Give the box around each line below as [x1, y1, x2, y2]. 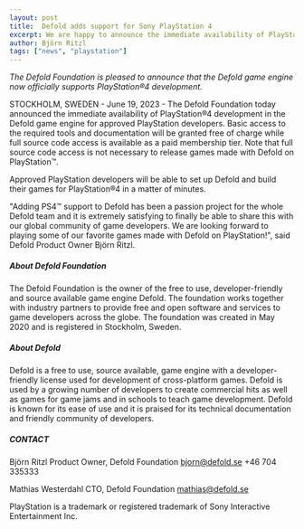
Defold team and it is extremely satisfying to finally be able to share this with [9, 211, 294, 222]
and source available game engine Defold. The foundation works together [9, 293, 284, 304]
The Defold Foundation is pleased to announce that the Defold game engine [9, 71, 294, 82]
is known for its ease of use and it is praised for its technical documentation [9, 403, 291, 414]
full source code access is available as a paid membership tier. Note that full [9, 137, 294, 148]
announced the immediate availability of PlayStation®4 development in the [9, 109, 287, 119]
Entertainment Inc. [9, 511, 79, 522]
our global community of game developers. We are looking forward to [9, 221, 269, 231]
